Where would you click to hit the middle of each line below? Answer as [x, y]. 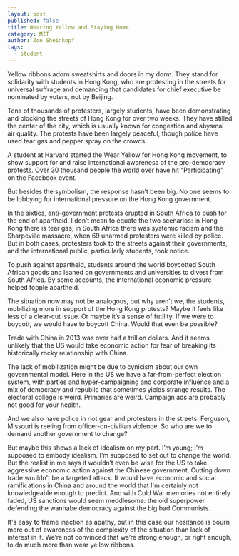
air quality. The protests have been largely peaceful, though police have [113, 133]
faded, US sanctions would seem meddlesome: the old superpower [106, 500]
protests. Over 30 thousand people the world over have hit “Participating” [115, 170]
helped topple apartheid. [44, 287]
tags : [15, 47]
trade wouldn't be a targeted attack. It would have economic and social [112, 477]
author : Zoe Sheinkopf [41, 41]
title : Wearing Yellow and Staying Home [68, 27]
